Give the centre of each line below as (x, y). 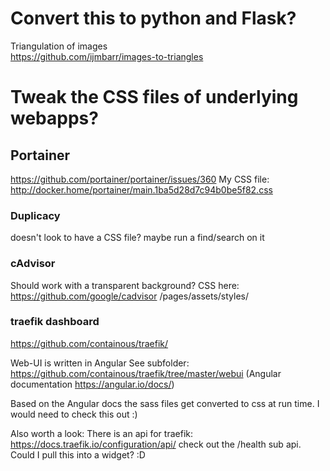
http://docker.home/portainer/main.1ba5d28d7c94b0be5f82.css (141, 189)
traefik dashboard (55, 322)
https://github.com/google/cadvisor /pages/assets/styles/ (130, 296)
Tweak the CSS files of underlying (154, 97)
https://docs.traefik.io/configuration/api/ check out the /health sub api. (156, 444)
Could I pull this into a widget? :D (78, 454)
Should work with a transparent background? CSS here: (125, 285)
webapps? (54, 118)
